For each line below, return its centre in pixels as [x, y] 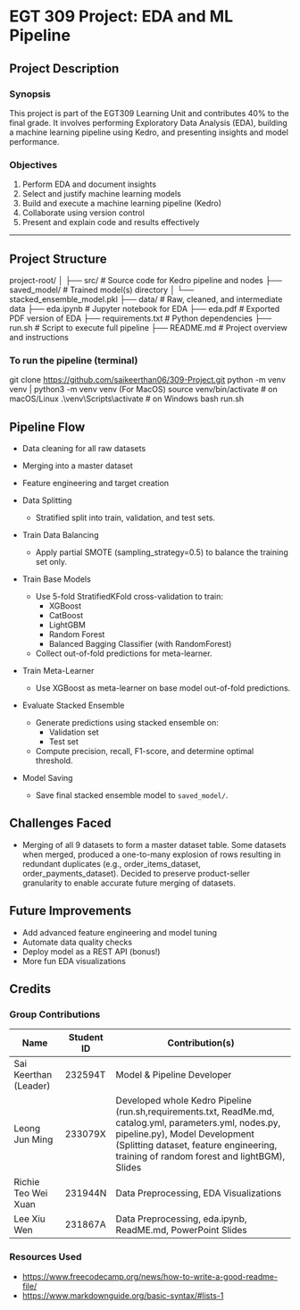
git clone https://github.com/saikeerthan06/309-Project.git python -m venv [147, 380]
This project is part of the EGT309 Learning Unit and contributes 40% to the [149, 113]
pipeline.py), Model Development [185, 1134]
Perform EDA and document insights [89, 184]
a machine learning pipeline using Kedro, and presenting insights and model [149, 132]
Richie [27, 1182]
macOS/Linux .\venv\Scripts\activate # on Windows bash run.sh [127, 399]
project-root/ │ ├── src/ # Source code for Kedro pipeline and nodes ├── [146, 280]
